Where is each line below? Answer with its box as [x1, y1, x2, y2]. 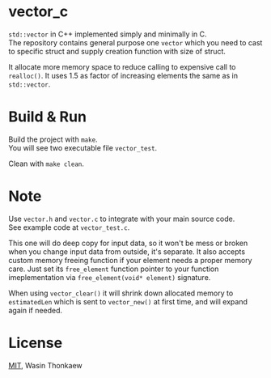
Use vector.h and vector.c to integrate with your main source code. [8, 214, 235, 223]
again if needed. [8, 305, 63, 315]
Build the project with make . [8, 134, 99, 144]
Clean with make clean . [8, 159, 85, 168]
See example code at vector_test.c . [8, 222, 130, 232]
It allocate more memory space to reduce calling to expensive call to [8, 62, 236, 71]
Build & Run [8, 108, 87, 126]
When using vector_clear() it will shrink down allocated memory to [8, 288, 234, 298]
